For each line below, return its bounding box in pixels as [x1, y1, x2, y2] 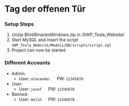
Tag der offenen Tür [4, 3, 86, 15]
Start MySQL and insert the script [11, 37, 78, 43]
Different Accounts [4, 59, 50, 66]
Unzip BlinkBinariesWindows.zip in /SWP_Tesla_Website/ [11, 32, 125, 37]
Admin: [11, 71, 26, 76]
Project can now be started [11, 47, 66, 53]
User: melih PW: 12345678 [18, 96, 75, 102]
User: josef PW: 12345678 [18, 86, 75, 92]
